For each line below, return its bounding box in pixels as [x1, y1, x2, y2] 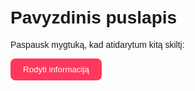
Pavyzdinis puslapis [10, 7, 178, 28]
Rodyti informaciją [23, 64, 90, 75]
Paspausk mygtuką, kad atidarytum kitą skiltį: [10, 39, 185, 50]
